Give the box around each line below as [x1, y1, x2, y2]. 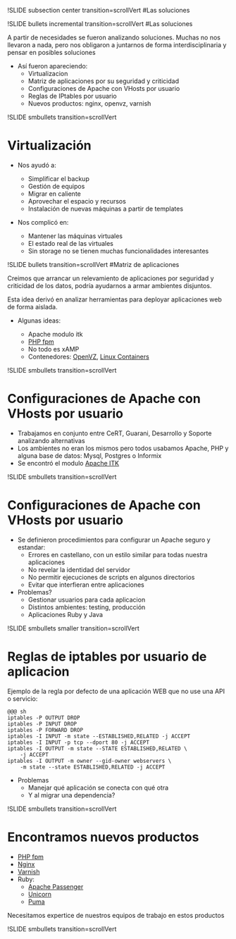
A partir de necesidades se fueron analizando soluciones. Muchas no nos [7, 33, 221, 42]
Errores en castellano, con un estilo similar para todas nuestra [27, 550, 208, 559]
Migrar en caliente [27, 189, 81, 198]
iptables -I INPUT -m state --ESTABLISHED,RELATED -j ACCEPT [7, 733, 191, 740]
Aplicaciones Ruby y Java [27, 610, 104, 618]
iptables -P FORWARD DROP [7, 726, 83, 733]
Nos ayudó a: [17, 161, 56, 169]
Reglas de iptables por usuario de [7, 649, 207, 664]
